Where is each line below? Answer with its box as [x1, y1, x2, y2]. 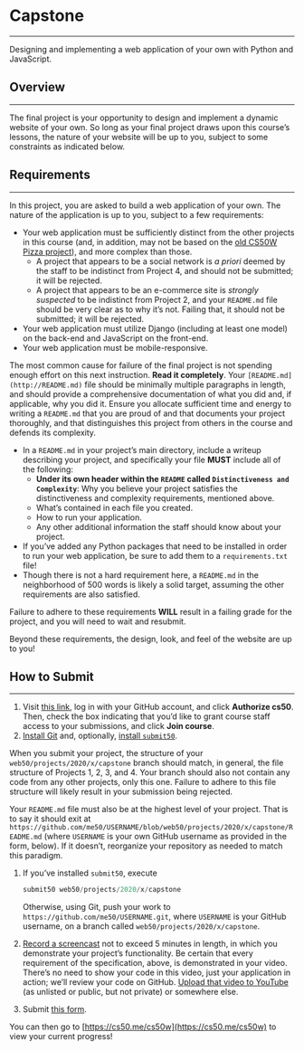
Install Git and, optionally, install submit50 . [22, 730, 178, 742]
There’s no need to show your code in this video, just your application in [22, 967, 291, 978]
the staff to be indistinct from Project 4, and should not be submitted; [35, 265, 294, 276]
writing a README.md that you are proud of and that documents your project [9, 408, 286, 419]
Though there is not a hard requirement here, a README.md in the [22, 569, 260, 580]
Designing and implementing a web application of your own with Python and [9, 43, 294, 54]
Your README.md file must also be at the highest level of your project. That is [9, 804, 289, 815]
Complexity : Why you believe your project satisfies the [35, 483, 238, 494]
